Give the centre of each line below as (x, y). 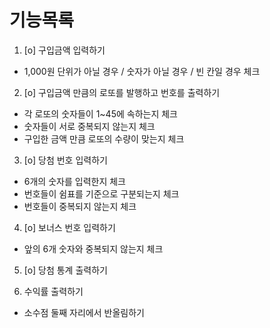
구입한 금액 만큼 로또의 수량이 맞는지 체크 (104, 138)
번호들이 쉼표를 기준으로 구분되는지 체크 (101, 193)
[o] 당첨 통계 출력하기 (65, 270)
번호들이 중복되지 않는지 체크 (80, 206)
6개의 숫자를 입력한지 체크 (74, 181)
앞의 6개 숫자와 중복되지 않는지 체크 (93, 248)
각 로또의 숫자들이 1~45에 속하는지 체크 (100, 113)
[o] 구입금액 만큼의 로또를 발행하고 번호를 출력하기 (122, 92)
